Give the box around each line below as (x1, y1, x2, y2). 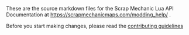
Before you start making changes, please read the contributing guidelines (6, 23, 183, 29)
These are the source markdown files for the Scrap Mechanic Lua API (6, 5, 174, 12)
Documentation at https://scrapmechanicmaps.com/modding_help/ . (6, 11, 171, 18)
